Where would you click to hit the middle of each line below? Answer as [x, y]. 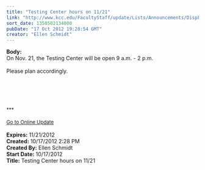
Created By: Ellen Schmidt [40, 148]
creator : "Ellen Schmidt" [39, 35]
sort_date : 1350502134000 [39, 23]
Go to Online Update [30, 122]
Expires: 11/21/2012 [31, 135]
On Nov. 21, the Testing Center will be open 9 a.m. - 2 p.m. [80, 58]
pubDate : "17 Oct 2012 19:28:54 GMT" [54, 29]
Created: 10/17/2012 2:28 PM [43, 141]
